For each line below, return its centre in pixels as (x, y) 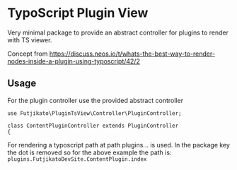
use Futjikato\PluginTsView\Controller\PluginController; (94, 113)
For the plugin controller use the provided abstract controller (96, 100)
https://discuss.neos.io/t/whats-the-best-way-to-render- (132, 54)
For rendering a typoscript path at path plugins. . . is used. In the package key (118, 145)
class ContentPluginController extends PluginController (93, 126)
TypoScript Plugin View (78, 13)
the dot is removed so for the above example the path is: (89, 152)
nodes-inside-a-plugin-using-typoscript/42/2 (74, 61)
